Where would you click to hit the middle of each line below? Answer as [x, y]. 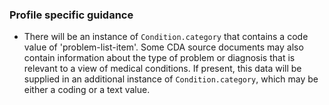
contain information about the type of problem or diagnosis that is [159, 58]
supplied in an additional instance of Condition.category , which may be [171, 79]
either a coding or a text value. [87, 90]
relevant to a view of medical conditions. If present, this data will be [162, 69]
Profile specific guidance [71, 15]
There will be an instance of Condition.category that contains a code [166, 37]
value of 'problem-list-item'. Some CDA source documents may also [163, 47]
